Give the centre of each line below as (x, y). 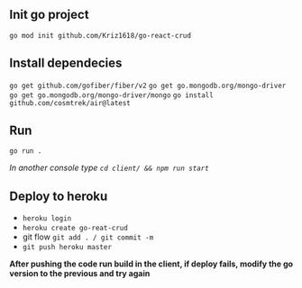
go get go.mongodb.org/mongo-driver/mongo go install (111, 95)
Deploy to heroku (59, 196)
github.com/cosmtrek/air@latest (70, 103)
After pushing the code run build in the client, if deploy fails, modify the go (151, 264)
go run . (26, 151)
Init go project (49, 15)
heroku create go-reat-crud (75, 229)
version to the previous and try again (80, 274)
